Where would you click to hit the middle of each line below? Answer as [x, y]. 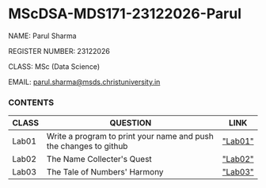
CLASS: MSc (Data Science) [54, 66]
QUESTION [131, 123]
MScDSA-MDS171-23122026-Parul [125, 14]
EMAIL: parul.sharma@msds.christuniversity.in [84, 82]
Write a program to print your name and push [130, 136]
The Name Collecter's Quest [99, 159]
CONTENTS [31, 102]
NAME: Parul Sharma [42, 36]
